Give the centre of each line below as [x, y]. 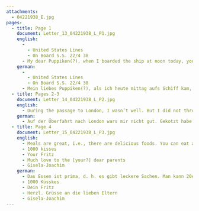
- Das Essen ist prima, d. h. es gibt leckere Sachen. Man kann [103, 177]
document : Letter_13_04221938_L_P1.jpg [66, 34]
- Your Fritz [38, 154]
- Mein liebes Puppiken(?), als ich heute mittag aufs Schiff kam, [107, 89]
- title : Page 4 [31, 127]
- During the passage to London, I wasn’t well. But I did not [102, 111]
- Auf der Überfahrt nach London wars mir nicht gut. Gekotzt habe [107, 122]
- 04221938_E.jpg [33, 17]
